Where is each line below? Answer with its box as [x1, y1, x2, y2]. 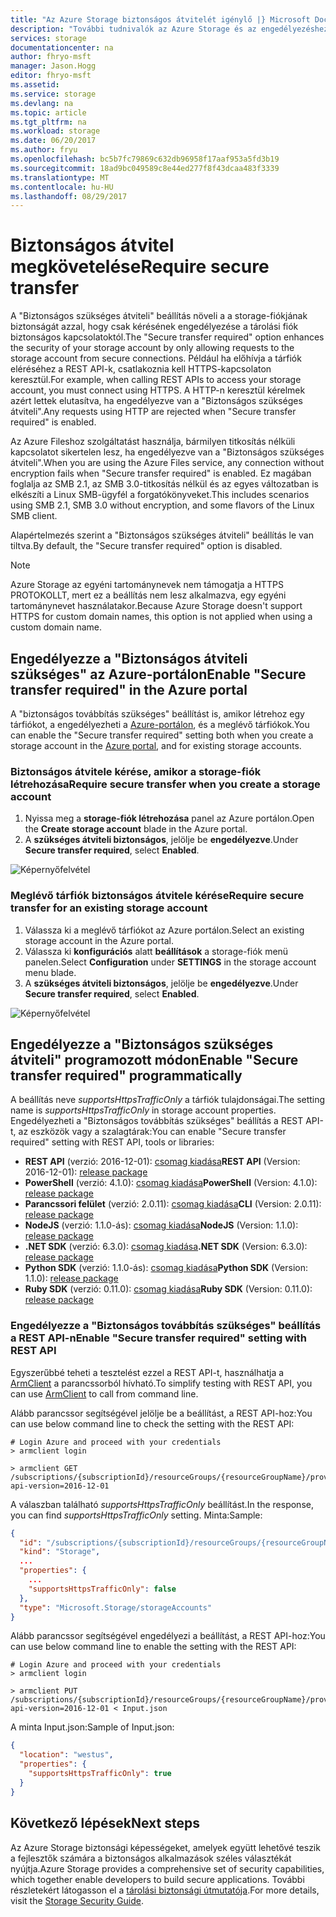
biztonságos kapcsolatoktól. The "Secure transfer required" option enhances [10, 331, 325, 343]
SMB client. [10, 510, 58, 522]
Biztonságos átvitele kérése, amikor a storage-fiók [10, 764, 262, 778]
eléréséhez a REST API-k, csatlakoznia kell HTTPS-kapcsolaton [10, 363, 272, 375]
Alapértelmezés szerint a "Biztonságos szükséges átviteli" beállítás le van [10, 529, 314, 541]
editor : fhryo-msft [10, 71, 92, 81]
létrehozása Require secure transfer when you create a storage [10, 777, 321, 791]
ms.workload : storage [10, 126, 101, 136]
